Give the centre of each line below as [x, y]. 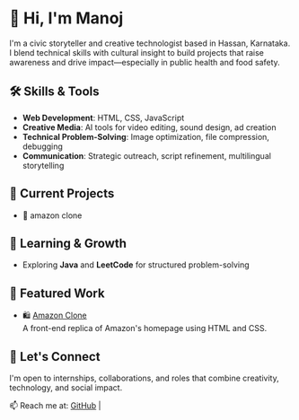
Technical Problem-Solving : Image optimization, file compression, [145, 136]
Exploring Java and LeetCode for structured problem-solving [136, 265]
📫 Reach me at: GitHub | [55, 406]
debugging [42, 146]
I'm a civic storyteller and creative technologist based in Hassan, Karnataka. [150, 43]
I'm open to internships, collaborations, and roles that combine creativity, [145, 378]
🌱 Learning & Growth [68, 243]
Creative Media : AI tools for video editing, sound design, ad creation [149, 127]
